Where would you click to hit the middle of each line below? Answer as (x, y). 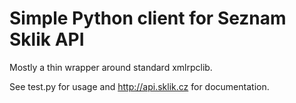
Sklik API (47, 39)
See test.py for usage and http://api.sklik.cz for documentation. (139, 86)
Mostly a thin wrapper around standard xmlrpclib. (111, 67)
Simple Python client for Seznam (148, 18)
